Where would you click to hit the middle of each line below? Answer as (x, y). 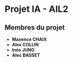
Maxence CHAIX (29, 39)
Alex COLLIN (25, 45)
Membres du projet (35, 28)
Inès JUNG (23, 50)
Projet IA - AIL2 (36, 9)
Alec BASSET (26, 55)
